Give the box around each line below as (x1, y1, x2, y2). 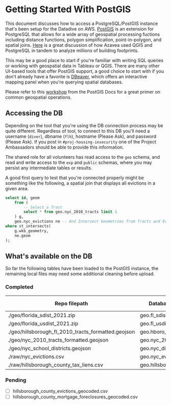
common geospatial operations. (5, 94, 72, 100)
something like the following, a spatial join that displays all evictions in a (5, 180, 156, 186)
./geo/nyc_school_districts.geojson (8, 344, 91, 352)
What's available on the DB (5, 252, 93, 261)
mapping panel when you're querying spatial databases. (5, 79, 123, 85)
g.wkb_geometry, (14, 228, 49, 234)
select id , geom (5, 195, 40, 200)
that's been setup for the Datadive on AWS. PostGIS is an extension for (5, 25, 154, 32)
